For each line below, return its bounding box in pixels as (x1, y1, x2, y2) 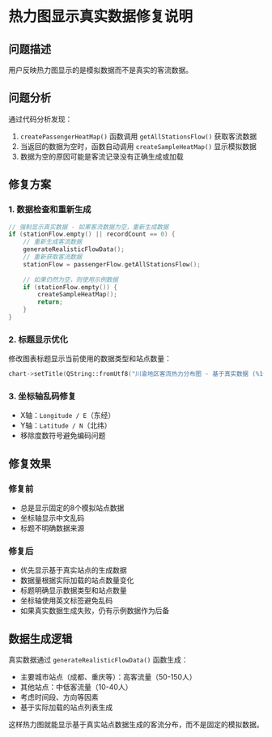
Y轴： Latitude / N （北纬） (19, 420, 112, 430)
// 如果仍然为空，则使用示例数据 (23, 275, 119, 283)
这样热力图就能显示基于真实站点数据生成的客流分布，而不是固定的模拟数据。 (8, 720, 264, 730)
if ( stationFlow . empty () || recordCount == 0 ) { (8, 230, 176, 239)
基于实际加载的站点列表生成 (19, 702, 113, 713)
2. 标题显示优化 (8, 334, 69, 345)
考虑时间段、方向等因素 (19, 692, 99, 702)
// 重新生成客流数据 (23, 238, 83, 246)
